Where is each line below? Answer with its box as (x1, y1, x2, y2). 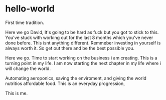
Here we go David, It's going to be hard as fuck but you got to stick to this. (5, 29, 159, 35)
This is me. (5, 90, 28, 96)
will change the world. (5, 65, 51, 71)
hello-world (5, 3, 55, 14)
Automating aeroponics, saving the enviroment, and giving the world (5, 75, 147, 81)
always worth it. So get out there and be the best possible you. (5, 45, 134, 51)
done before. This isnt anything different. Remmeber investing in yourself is (5, 39, 161, 45)
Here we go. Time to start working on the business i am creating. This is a (5, 54, 157, 60)
